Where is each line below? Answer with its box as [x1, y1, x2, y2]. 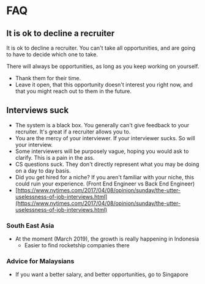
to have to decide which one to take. [6, 51, 98, 58]
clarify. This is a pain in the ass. [15, 154, 95, 161]
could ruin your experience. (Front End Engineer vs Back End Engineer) [15, 180, 195, 187]
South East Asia [6, 221, 54, 230]
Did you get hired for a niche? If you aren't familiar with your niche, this [15, 173, 195, 181]
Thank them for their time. [15, 75, 81, 81]
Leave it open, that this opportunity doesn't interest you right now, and [15, 81, 193, 88]
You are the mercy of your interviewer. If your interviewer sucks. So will [15, 134, 195, 141]
